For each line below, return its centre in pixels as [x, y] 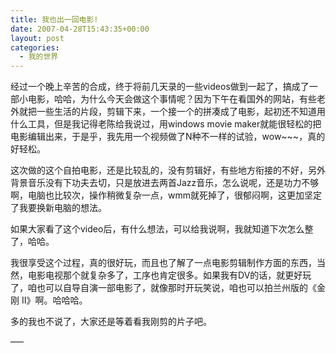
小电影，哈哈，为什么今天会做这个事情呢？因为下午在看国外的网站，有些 [167, 99]
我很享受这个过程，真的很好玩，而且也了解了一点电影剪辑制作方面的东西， [163, 263]
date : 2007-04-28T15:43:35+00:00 [80, 29]
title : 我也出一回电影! [54, 19]
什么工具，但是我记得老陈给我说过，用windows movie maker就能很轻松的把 [166, 124]
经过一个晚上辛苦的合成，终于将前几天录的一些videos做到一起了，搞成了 [160, 87]
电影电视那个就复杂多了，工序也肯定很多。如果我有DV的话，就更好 [165, 275]
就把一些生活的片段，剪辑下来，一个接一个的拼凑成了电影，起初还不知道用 [172, 112]
